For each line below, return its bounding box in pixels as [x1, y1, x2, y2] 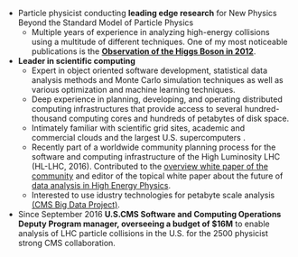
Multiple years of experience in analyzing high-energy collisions [31, 27, 270, 37]
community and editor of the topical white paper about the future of [31, 170, 284, 181]
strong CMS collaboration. [17, 238, 116, 248]
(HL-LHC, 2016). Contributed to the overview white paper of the [31, 161, 269, 171]
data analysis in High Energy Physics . [31, 180, 172, 190]
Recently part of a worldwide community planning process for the [31, 142, 276, 152]
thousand [31, 113, 68, 124]
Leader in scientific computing [17, 56, 135, 66]
